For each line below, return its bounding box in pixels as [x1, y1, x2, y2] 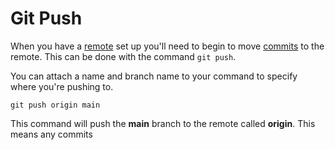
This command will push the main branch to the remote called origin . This [10, 117, 316, 129]
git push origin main [10, 100, 101, 110]
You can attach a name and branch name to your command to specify [10, 70, 298, 82]
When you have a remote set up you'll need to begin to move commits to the [10, 40, 325, 52]
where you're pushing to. [10, 80, 114, 92]
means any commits [10, 128, 93, 140]
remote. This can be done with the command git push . [10, 50, 237, 62]
